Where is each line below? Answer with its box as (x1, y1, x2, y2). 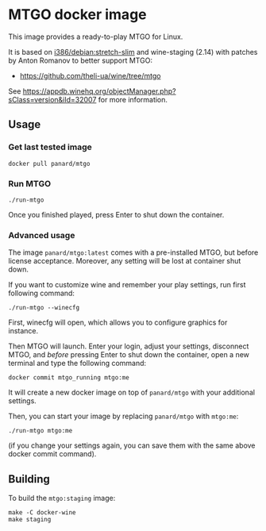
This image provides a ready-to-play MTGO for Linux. (8, 32, 183, 41)
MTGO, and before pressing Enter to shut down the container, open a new (8, 350, 250, 360)
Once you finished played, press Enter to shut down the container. (8, 210, 225, 219)
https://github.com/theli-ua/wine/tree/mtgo (19, 71, 161, 80)
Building (8, 472, 50, 486)
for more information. (98, 94, 168, 104)
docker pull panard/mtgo (8, 160, 91, 167)
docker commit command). (8, 449, 97, 459)
